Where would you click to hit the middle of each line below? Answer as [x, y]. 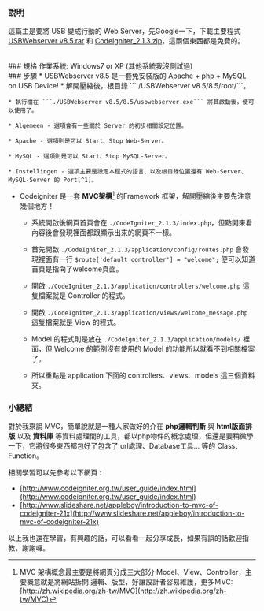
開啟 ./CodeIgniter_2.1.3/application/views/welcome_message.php [139, 312]
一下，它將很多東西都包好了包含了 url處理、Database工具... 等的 [112, 446]
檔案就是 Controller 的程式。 [84, 295]
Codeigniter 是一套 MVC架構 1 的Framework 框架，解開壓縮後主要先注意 [135, 195]
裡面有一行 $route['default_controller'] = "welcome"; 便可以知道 [147, 259]
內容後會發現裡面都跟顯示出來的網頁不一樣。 [104, 232]
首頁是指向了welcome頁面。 [77, 269]
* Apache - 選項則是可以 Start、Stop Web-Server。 [88, 141]
